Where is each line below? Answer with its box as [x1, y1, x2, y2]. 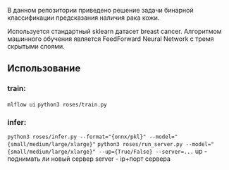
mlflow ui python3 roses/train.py [7, 101, 107, 108]
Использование [7, 63, 81, 75]
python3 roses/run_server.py [97, 140, 183, 147]
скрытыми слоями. [7, 42, 65, 50]
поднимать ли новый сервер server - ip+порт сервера [7, 154, 171, 163]
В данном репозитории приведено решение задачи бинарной [7, 6, 194, 14]
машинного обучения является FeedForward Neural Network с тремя [7, 35, 214, 43]
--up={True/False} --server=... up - [98, 147, 208, 155]
